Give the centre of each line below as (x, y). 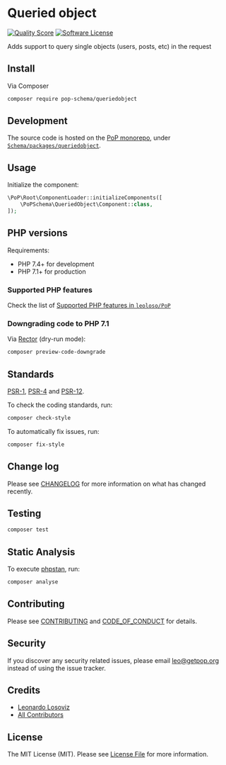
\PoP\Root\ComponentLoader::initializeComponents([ (85, 198)
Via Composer (28, 86)
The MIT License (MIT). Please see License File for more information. (108, 754)
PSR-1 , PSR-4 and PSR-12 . (46, 391)
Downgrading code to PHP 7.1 (58, 323)
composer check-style (39, 418)
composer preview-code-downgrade (56, 352)
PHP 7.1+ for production (52, 272)
